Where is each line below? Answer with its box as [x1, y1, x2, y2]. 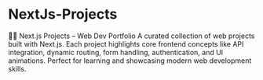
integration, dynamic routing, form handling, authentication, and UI [8, 47, 224, 57]
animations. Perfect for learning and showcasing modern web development [8, 56, 252, 65]
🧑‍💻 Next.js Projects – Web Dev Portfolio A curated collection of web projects [8, 31, 255, 40]
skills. [8, 64, 27, 73]
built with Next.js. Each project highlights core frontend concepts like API [8, 39, 244, 48]
